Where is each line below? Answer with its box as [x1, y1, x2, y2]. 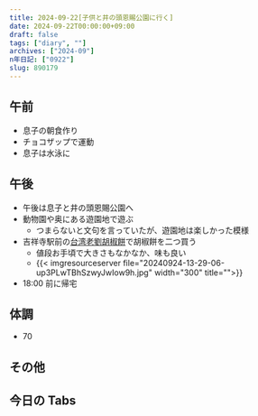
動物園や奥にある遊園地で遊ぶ [22, 213, 134, 224]
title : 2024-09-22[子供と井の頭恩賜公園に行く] [9, 13, 174, 23]
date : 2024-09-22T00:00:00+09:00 [9, 22, 135, 31]
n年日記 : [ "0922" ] [9, 55, 75, 64]
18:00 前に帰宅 [22, 277, 78, 289]
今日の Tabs [9, 393, 77, 409]
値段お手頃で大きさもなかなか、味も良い [35, 247, 187, 258]
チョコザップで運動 [22, 136, 95, 147]
